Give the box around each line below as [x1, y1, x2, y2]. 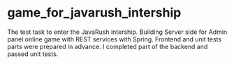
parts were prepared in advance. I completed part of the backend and [7, 42, 208, 50]
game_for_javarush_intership [7, 5, 182, 21]
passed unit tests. [7, 50, 59, 58]
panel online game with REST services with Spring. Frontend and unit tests [7, 35, 222, 43]
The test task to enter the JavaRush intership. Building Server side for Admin [7, 28, 228, 36]
